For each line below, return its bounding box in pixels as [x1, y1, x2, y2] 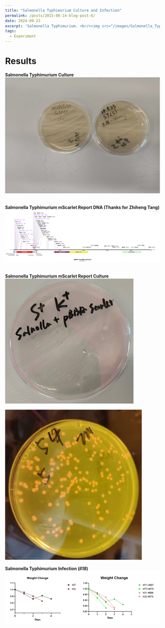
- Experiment [9, 34, 36, 39]
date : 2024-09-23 [5, 18, 41, 23]
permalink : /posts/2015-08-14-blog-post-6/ [5, 13, 96, 18]
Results [5, 55, 37, 67]
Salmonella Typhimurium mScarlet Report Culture [5, 273, 109, 279]
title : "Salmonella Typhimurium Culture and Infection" [5, 8, 122, 13]
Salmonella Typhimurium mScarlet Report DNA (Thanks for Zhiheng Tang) [5, 204, 160, 210]
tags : [5, 28, 16, 34]
